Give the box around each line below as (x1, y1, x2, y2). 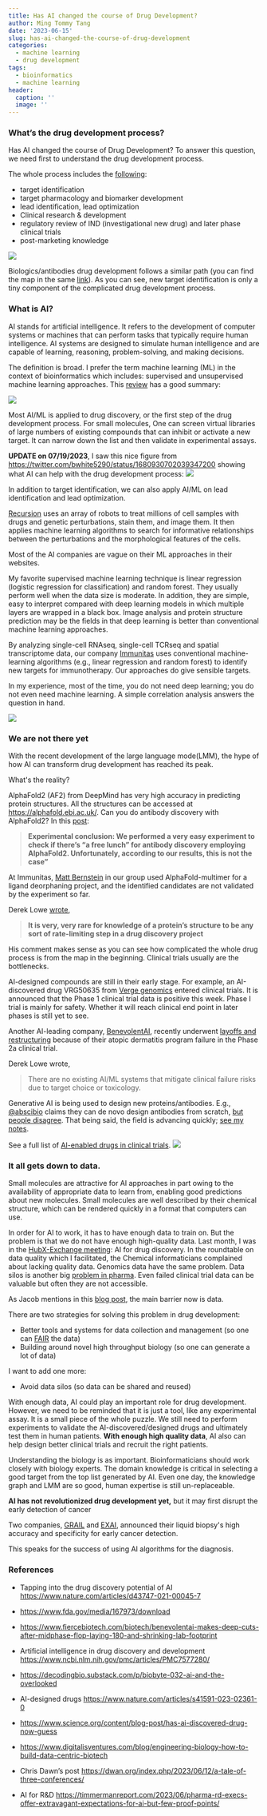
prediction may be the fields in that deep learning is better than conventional (8, 616, 259, 625)
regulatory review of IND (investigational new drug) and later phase (19, 219, 241, 229)
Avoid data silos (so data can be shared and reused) (19, 1382, 191, 1391)
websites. (8, 557, 40, 568)
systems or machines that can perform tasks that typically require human (8, 329, 249, 340)
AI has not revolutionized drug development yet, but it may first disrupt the (8, 1496, 258, 1506)
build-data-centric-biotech (19, 1750, 108, 1760)
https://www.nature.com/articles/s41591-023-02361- (83, 1694, 257, 1703)
